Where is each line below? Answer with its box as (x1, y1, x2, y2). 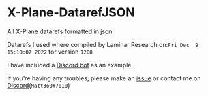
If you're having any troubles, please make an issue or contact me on (7, 74, 201, 82)
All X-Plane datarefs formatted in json (7, 27, 113, 35)
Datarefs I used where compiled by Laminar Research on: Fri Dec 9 (7, 40, 199, 48)
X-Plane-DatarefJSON (7, 5, 135, 20)
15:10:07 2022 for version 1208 (7, 48, 93, 56)
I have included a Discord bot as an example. (7, 61, 134, 69)
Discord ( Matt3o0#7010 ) (7, 81, 70, 89)
